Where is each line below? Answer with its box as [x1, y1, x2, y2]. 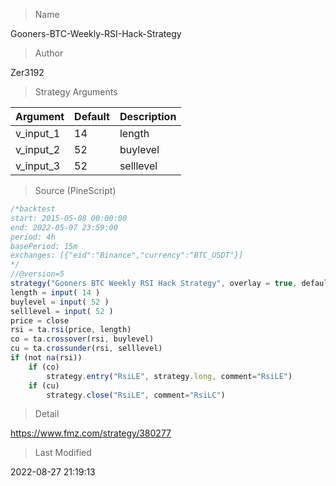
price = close [10, 315, 70, 326]
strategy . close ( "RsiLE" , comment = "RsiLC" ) [46, 390, 226, 400]
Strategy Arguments [34, 86, 118, 98]
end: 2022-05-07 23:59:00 [10, 222, 118, 233]
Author [34, 47, 64, 59]
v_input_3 [15, 159, 61, 173]
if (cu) [28, 380, 60, 391]
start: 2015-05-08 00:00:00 [10, 213, 128, 223]
